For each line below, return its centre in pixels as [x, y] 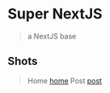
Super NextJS [55, 14]
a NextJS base [52, 36]
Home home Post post [65, 80]
